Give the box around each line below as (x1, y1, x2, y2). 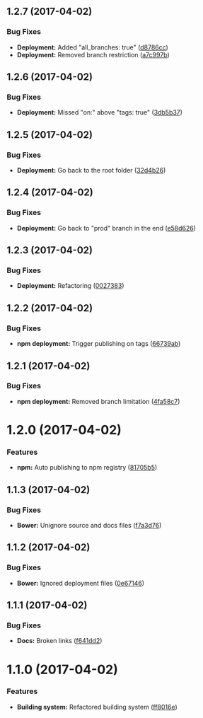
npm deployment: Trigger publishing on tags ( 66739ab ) (16, 340, 181, 348)
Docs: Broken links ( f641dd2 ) (16, 637, 103, 645)
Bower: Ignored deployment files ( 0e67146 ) (16, 579, 145, 587)
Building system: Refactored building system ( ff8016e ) (16, 702, 178, 711)
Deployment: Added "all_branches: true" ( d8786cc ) (16, 42, 169, 52)
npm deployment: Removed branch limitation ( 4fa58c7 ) (16, 397, 180, 405)
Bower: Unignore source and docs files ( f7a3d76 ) (16, 521, 162, 529)
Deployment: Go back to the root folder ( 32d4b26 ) (16, 166, 166, 175)
